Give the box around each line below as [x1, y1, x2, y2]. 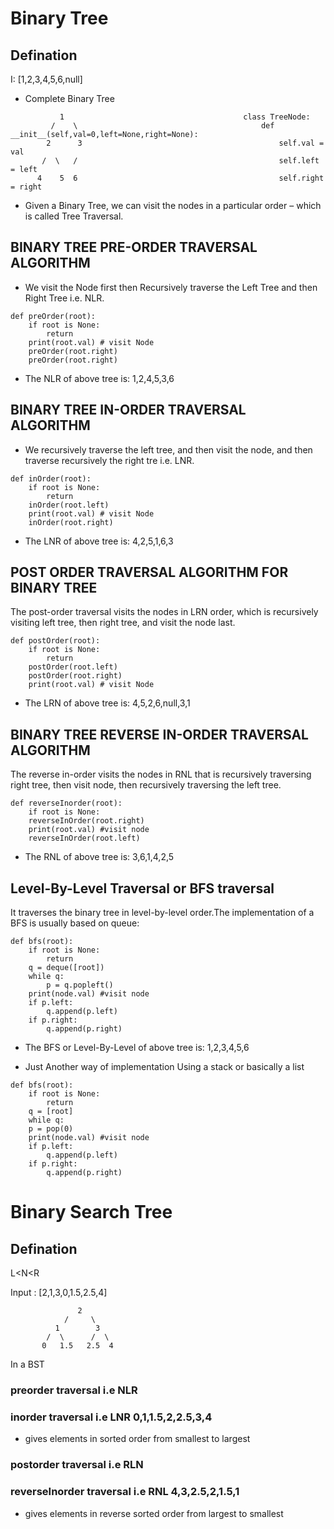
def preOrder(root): [10, 311, 97, 321]
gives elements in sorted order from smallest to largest [24, 1433, 251, 1445]
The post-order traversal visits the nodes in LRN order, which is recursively [10, 606, 319, 618]
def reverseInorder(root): [10, 798, 123, 809]
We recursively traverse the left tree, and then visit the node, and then [24, 443, 313, 456]
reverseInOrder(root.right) [28, 816, 145, 826]
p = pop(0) [28, 1124, 74, 1134]
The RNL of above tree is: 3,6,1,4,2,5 [24, 851, 175, 863]
